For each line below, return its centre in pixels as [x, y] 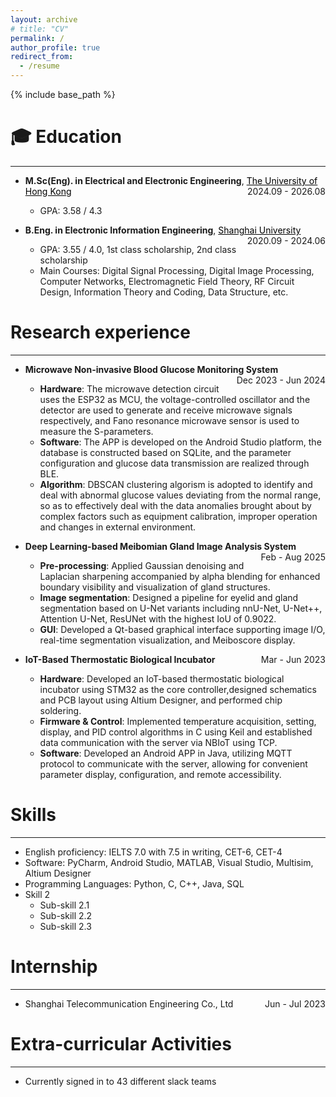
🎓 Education [66, 137]
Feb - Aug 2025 [293, 557]
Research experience [100, 332]
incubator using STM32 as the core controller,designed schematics [178, 689]
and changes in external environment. [118, 527]
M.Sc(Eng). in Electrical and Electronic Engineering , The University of [171, 180]
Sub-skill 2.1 [64, 905]
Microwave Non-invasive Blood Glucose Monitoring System [151, 369]
